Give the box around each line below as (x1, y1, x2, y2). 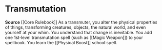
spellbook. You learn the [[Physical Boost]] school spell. (5, 39, 118, 45)
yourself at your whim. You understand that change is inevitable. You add (5, 29, 152, 35)
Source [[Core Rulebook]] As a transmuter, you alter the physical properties (5, 19, 158, 25)
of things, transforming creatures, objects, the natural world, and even (5, 24, 146, 30)
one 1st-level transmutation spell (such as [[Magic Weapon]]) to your (5, 35, 143, 40)
